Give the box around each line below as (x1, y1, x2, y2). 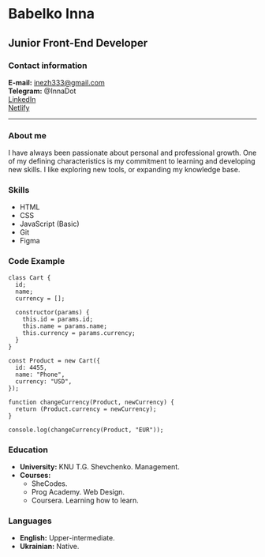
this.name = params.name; (22, 322, 108, 330)
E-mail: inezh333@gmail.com (8, 77, 105, 87)
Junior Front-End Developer (8, 36, 148, 50)
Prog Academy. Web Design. (31, 487, 125, 497)
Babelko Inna (8, 5, 95, 23)
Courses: (19, 471, 51, 480)
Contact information (8, 60, 88, 71)
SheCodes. (31, 479, 68, 488)
